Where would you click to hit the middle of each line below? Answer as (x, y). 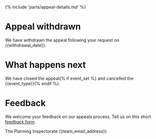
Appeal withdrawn (43, 27)
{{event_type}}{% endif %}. (33, 83)
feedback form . (20, 122)
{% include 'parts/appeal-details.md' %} (45, 7)
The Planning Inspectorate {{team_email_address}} (56, 131)
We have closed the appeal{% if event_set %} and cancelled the (69, 78)
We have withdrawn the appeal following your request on (62, 40)
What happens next (45, 65)
